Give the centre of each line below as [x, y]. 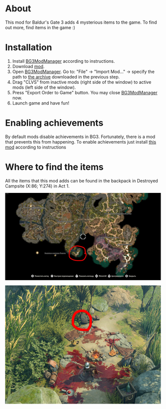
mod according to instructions [36, 147]
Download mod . [28, 66]
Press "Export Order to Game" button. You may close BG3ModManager [85, 92]
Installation [29, 48]
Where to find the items [54, 167]
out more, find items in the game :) [40, 27]
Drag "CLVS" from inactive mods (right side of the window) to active [82, 82]
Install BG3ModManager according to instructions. [63, 61]
